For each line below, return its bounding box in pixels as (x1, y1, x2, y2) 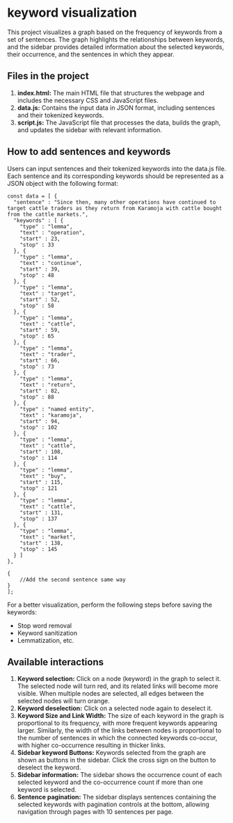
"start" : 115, (19, 479, 64, 486)
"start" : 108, (19, 448, 64, 455)
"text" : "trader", (19, 351, 77, 358)
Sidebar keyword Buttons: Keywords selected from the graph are (17, 749, 207, 757)
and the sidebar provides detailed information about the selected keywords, (7, 42, 225, 51)
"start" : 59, (19, 326, 61, 333)
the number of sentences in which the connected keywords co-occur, (17, 734, 218, 742)
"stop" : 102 (19, 424, 58, 431)
